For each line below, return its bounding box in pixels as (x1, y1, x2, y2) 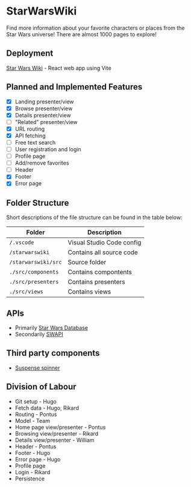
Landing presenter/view (14, 98, 74, 105)
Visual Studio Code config (67, 238, 142, 247)
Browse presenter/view (14, 105, 73, 112)
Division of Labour (6, 382, 77, 392)
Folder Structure (6, 198, 69, 208)
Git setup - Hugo (14, 397, 57, 405)
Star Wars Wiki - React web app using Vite (6, 64, 111, 71)
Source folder (67, 258, 107, 267)
